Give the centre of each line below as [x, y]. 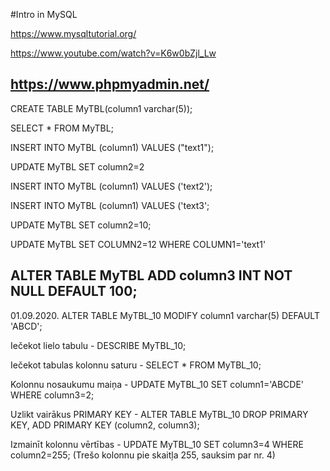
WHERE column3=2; [52, 395]
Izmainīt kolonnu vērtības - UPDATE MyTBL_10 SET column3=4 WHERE [157, 444]
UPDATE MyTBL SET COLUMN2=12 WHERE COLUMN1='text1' [138, 244]
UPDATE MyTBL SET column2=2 [77, 166]
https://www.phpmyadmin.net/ [110, 84]
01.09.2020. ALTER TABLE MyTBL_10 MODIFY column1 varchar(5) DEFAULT [165, 315]
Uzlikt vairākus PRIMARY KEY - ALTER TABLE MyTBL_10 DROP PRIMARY [159, 414]
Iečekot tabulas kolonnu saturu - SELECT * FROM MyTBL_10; [136, 365]
